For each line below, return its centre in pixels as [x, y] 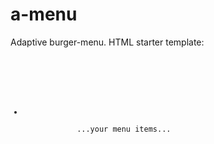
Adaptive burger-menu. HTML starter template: [107, 42]
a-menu [44, 14]
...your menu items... [124, 129]
